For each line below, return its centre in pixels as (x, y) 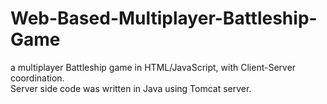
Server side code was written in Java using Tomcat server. (131, 88)
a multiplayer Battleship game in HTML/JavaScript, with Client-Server (153, 67)
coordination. (37, 78)
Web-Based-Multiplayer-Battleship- (164, 18)
